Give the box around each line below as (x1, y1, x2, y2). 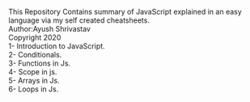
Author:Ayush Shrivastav (8, 24, 91, 33)
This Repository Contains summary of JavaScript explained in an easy (8, 7, 243, 16)
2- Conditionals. (8, 50, 62, 59)
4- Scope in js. (8, 67, 57, 76)
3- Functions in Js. (8, 58, 71, 68)
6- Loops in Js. (8, 84, 59, 94)
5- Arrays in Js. (8, 76, 60, 85)
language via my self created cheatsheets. (8, 15, 150, 25)
